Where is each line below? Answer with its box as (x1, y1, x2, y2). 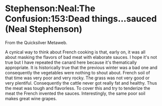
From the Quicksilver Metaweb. (5, 39, 67, 45)
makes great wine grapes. (5, 95, 57, 101)
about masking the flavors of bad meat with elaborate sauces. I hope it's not (5, 54, 157, 60)
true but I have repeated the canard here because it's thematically (5, 59, 137, 65)
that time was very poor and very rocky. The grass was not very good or (5, 75, 150, 81)
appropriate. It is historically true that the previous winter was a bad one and (5, 64, 158, 71)
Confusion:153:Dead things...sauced (5, 13, 157, 24)
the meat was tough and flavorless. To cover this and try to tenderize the (5, 85, 150, 91)
